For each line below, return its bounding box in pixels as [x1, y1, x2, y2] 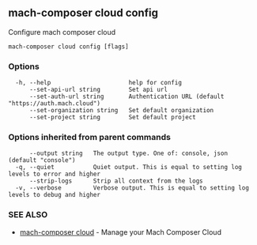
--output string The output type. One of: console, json [28, 149, 228, 157]
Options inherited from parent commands [8, 132, 172, 143]
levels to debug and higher [8, 191, 101, 199]
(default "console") [8, 156, 77, 164]
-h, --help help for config [15, 79, 182, 87]
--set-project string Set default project [28, 114, 196, 122]
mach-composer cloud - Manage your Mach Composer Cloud [19, 227, 221, 236]
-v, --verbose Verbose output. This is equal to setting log [15, 184, 249, 192]
